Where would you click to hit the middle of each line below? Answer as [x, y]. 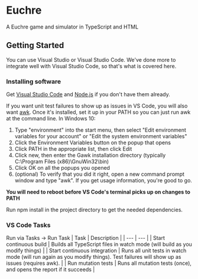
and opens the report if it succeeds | [51, 270]
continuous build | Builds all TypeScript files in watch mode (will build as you [99, 245]
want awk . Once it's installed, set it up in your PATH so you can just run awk [98, 112]
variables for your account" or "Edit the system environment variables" [101, 137]
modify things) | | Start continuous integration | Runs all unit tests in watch [96, 251]
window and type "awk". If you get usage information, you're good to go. [103, 180]
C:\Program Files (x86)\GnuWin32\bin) [62, 161]
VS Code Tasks [28, 225]
